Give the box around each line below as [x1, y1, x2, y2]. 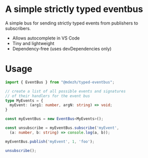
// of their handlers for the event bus [5, 93, 91, 98]
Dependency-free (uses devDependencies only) [12, 45, 112, 51]
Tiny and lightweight [12, 40, 55, 46]
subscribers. [5, 25, 31, 31]
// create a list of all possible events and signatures [5, 88, 126, 93]
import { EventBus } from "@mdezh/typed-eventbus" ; [5, 79, 115, 84]
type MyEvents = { [5, 98, 43, 103]
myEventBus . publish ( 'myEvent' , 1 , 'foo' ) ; [5, 139, 95, 144]
